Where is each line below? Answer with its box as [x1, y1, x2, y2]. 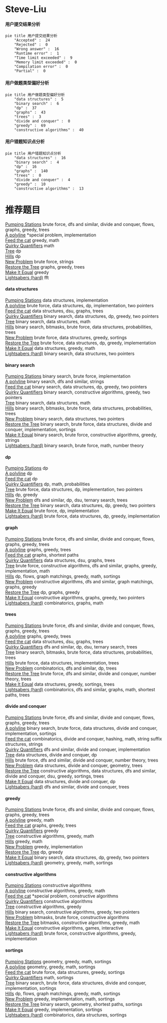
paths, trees [5, 692, 30, 698]
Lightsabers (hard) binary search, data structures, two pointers [5, 350, 135, 356]
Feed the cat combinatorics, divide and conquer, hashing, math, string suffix [5, 735, 162, 741]
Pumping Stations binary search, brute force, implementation [5, 373, 131, 379]
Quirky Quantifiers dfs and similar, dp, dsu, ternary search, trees [5, 644, 137, 650]
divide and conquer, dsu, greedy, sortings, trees [5, 773, 104, 779]
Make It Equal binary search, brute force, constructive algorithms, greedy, [5, 432, 157, 438]
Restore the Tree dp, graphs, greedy [5, 589, 80, 595]
